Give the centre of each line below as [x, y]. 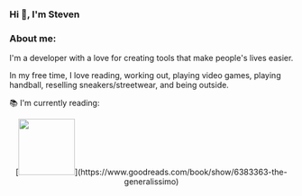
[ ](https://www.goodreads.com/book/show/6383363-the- [151, 172]
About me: [33, 38]
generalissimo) [151, 182]
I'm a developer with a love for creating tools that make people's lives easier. [151, 58]
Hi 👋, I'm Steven [45, 14]
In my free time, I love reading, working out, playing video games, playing [145, 76]
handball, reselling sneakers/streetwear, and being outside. [119, 85]
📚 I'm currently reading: [55, 103]
